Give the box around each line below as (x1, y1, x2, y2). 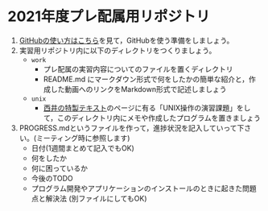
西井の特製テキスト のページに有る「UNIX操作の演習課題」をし (43, 102, 251, 113)
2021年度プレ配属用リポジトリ (7, 7, 211, 26)
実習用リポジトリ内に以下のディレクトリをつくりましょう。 (19, 45, 216, 55)
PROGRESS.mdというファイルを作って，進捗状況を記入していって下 (19, 122, 245, 133)
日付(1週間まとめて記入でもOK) (31, 143, 134, 153)
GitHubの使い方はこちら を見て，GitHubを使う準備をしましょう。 (19, 35, 234, 45)
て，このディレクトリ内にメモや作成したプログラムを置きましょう (43, 113, 262, 122)
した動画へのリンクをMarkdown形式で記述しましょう (50, 84, 227, 93)
